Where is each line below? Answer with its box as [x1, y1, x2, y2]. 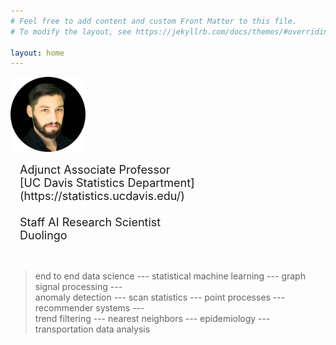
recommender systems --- [34, 302, 145, 314]
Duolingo [19, 228, 68, 243]
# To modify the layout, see [10, 26, 132, 37]
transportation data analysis [34, 323, 151, 335]
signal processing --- [34, 281, 123, 293]
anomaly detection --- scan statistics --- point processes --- [34, 291, 286, 304]
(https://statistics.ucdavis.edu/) [19, 189, 185, 204]
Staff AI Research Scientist [19, 215, 162, 230]
